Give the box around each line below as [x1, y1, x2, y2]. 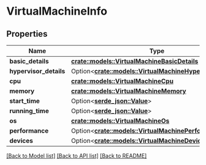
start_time [9, 97, 40, 105]
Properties [6, 29, 48, 39]
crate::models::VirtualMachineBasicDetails [71, 57, 199, 65]
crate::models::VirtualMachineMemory [71, 87, 186, 95]
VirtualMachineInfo [6, 4, 107, 18]
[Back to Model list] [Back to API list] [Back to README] [6, 152, 147, 159]
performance [9, 127, 49, 135]
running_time [9, 107, 49, 115]
